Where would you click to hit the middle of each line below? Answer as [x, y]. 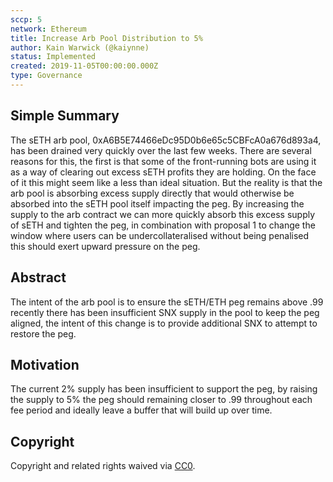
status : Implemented [53, 57]
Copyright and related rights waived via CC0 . [103, 466]
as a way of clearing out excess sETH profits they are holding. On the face [163, 172]
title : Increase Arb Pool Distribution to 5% [106, 38]
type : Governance [46, 76]
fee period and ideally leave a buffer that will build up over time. [141, 410]
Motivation [45, 364]
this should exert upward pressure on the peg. [105, 246]
